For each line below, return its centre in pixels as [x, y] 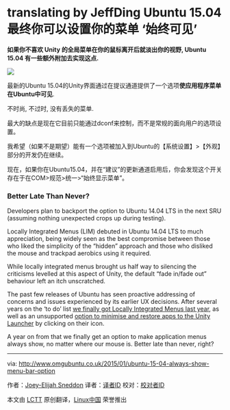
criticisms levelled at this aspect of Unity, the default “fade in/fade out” [107, 274]
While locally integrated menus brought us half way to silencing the [102, 267]
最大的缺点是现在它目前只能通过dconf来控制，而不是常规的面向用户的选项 [111, 123]
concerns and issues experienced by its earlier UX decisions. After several [112, 302]
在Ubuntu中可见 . [31, 94]
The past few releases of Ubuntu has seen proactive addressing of [101, 294]
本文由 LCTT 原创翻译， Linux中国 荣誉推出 [67, 400]
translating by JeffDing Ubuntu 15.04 [114, 13]
